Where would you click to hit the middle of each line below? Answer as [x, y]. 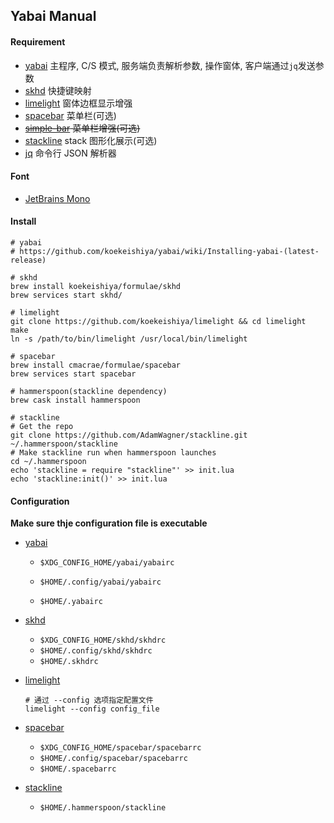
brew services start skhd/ [66, 295]
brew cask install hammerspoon [75, 400]
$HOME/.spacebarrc [78, 769]
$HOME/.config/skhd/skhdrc [96, 651]
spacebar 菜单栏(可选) [70, 115]
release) [28, 260]
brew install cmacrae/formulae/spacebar [96, 365]
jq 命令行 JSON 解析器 [70, 153]
